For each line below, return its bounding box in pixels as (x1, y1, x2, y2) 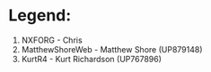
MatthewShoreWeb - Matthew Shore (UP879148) (21, 44, 203, 54)
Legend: (8, 5, 72, 26)
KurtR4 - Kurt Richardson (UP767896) (21, 53, 163, 64)
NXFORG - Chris (21, 35, 83, 45)
